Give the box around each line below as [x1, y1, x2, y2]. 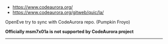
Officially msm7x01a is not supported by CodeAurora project [5, 29, 134, 34]
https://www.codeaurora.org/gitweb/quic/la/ [12, 9, 104, 15]
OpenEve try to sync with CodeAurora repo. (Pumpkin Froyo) [5, 19, 130, 25]
